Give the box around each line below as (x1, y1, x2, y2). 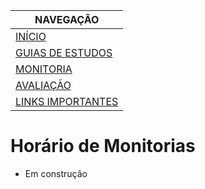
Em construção (24, 167, 88, 179)
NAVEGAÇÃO (34, 13, 100, 26)
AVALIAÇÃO (15, 79, 72, 92)
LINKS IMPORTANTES (15, 95, 119, 108)
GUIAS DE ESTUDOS (15, 46, 113, 59)
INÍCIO (15, 30, 47, 43)
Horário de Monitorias (10, 135, 196, 158)
